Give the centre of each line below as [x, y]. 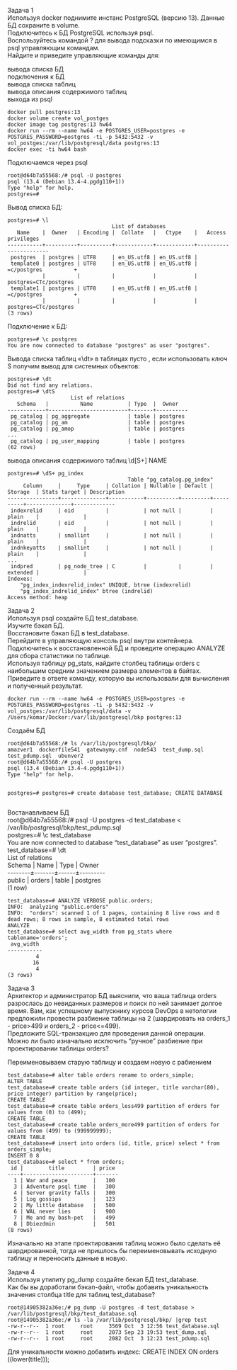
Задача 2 [21, 611]
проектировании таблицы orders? [58, 1048]
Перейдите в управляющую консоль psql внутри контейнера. [101, 641]
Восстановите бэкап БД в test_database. [68, 633]
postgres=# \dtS [31, 392]
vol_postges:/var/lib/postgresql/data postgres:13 [83, 143]
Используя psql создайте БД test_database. [73, 618]
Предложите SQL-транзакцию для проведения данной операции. [106, 1033]
